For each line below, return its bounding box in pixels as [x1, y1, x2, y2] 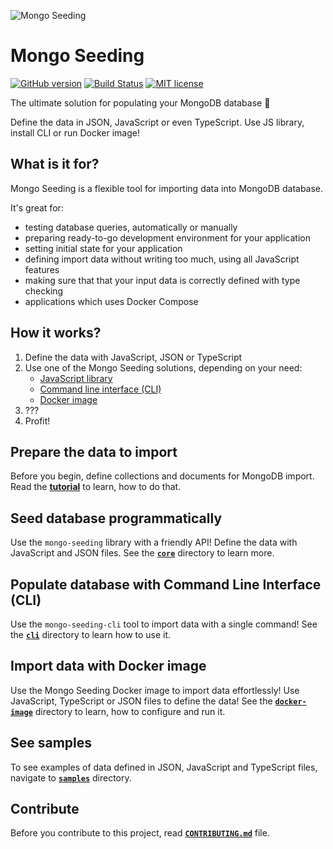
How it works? [10, 325, 102, 342]
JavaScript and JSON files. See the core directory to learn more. [10, 547, 275, 559]
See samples [10, 735, 93, 752]
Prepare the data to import [10, 443, 178, 460]
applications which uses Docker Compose [24, 295, 199, 307]
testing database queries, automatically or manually [24, 221, 238, 233]
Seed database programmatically [10, 510, 223, 527]
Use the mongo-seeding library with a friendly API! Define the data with [10, 536, 298, 549]
